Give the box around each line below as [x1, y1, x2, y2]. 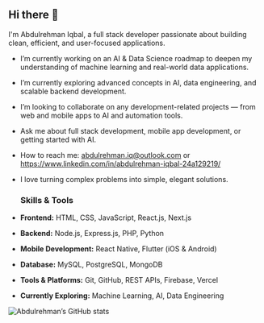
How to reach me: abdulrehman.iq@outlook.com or [19, 150, 191, 159]
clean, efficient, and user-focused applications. [8, 38, 166, 48]
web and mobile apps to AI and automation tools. [19, 110, 183, 120]
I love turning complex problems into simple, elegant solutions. [19, 174, 228, 184]
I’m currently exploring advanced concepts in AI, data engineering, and [19, 77, 257, 87]
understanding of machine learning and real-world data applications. [19, 62, 249, 72]
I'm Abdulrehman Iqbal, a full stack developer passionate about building [8, 29, 248, 39]
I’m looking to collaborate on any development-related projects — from [19, 101, 256, 111]
